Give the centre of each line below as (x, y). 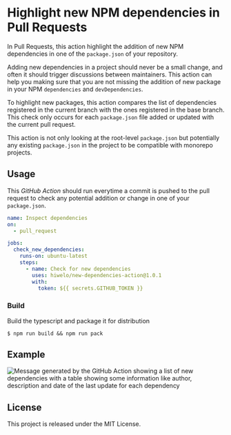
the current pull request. (41, 124)
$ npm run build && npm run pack (55, 333)
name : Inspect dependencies (48, 218)
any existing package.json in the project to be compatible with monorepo (110, 145)
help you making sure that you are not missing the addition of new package (114, 81)
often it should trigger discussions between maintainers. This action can (110, 74)
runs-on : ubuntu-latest (54, 256)
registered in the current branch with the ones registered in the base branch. (116, 110)
